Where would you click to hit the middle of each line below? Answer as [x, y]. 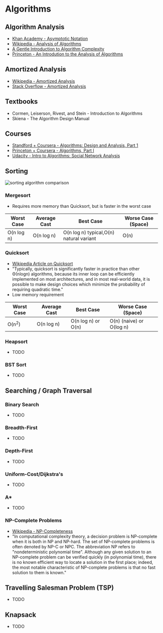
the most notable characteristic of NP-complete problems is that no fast [84, 567]
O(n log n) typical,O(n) [89, 232]
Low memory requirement [38, 294]
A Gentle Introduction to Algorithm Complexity [58, 49]
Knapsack [21, 615]
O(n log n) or [85, 321]
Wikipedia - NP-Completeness [42, 531]
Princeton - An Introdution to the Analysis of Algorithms [67, 54]
